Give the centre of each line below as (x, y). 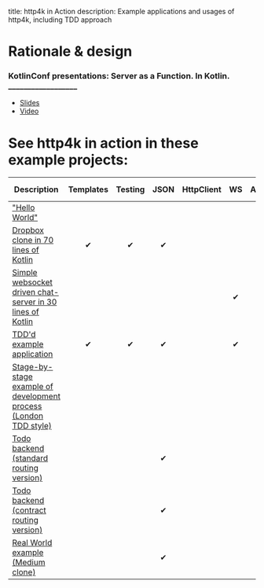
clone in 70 (33, 241)
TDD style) (32, 426)
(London (28, 416)
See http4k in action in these (103, 143)
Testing (130, 189)
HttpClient (202, 189)
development (37, 396)
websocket (33, 282)
